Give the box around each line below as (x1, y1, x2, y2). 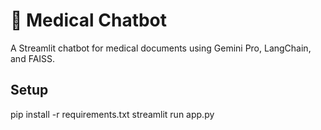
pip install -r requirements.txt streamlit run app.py (10, 108, 215, 120)
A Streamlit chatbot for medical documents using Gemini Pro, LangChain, (10, 42, 312, 54)
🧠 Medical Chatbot (10, 9, 168, 32)
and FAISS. (10, 52, 56, 64)
